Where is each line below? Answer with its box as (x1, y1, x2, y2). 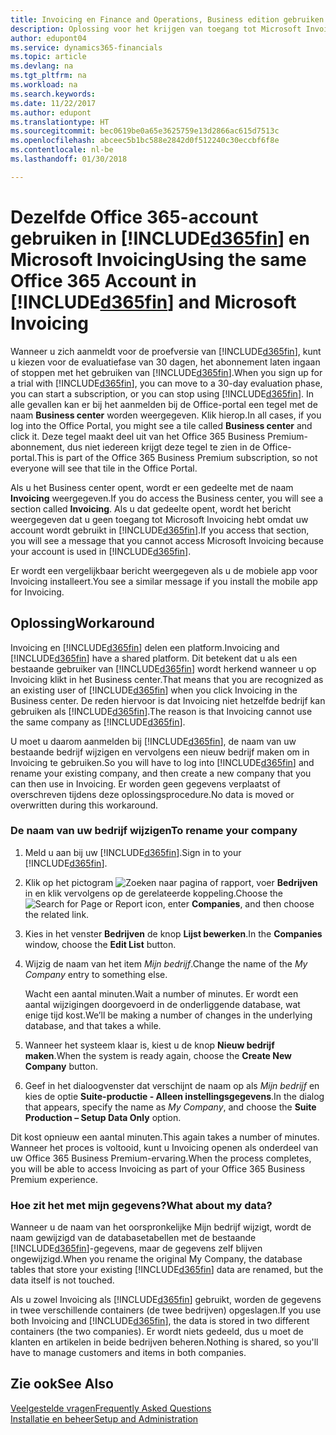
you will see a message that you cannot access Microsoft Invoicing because (10, 534, 325, 546)
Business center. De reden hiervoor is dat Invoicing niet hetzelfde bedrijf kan (10, 694, 326, 706)
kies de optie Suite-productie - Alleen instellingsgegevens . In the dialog (24, 1090, 325, 1102)
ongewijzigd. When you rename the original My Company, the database (10, 1253, 303, 1265)
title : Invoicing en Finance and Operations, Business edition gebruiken (10, 14, 325, 25)
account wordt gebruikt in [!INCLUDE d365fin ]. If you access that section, (10, 524, 310, 536)
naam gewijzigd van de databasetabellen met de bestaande (10, 1232, 257, 1244)
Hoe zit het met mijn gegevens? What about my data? (10, 1198, 273, 1212)
